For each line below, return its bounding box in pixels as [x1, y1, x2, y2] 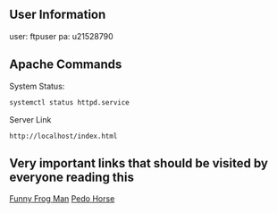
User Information [9, 7, 106, 22]
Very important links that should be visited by [9, 156, 268, 171]
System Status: [9, 81, 65, 91]
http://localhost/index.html [9, 132, 118, 141]
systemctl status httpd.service [9, 98, 130, 106]
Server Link [9, 114, 52, 124]
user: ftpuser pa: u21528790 [9, 30, 113, 41]
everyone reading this [9, 169, 134, 184]
